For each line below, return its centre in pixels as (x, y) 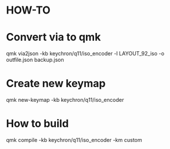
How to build (37, 124)
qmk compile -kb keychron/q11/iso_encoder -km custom (74, 140)
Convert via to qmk (54, 37)
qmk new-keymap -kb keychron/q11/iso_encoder (65, 100)
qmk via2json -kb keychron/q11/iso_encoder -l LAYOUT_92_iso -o (85, 54)
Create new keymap (56, 84)
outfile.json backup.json (35, 60)
